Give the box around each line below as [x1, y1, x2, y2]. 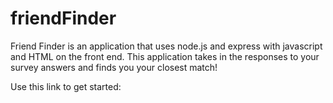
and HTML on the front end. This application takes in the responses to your [10, 50, 320, 62]
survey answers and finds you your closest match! [10, 61, 218, 73]
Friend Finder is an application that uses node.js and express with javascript [10, 40, 323, 52]
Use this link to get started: [10, 80, 122, 92]
